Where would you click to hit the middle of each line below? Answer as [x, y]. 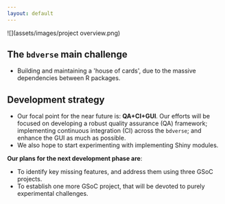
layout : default [30, 13]
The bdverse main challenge [68, 54]
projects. [29, 179]
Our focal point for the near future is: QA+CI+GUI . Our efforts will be [114, 116]
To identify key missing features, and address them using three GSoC [115, 172]
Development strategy [56, 100]
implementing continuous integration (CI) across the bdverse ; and [109, 131]
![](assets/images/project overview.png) [64, 33]
